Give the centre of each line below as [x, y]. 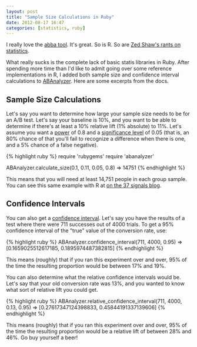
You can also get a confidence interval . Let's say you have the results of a [96, 218]
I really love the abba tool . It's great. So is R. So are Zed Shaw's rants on [94, 45]
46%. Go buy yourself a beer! [42, 337]
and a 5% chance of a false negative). [52, 145]
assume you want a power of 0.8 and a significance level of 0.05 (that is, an [98, 132]
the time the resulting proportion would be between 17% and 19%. [86, 266]
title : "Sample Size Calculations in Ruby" [60, 17]
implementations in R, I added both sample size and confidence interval [93, 75]
